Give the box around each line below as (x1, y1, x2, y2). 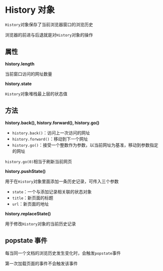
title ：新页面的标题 (12, 195, 54, 201)
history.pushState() (5, 168, 46, 174)
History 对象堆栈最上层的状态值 (5, 91, 68, 97)
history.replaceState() (5, 210, 51, 216)
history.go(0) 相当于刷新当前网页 (5, 158, 72, 164)
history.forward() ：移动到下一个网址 (12, 136, 88, 142)
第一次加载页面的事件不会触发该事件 (5, 261, 78, 267)
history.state (5, 81, 32, 86)
